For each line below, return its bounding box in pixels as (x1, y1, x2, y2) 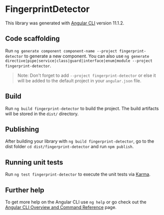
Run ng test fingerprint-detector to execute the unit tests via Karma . (5, 171, 151, 178)
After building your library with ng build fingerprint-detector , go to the (5, 138, 155, 144)
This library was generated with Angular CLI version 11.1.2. (5, 20, 125, 26)
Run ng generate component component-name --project (5, 47, 117, 53)
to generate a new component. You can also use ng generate (24, 53, 150, 59)
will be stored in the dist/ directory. (5, 111, 79, 117)
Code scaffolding (5, 34, 60, 43)
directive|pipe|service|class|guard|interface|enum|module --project (5, 58, 153, 63)
